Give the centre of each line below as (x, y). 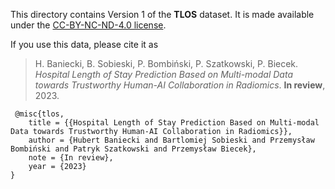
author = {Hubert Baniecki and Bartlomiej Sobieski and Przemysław (171, 140)
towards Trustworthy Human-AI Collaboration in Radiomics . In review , (180, 85)
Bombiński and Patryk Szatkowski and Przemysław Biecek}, (133, 149)
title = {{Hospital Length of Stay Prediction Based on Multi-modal (174, 123)
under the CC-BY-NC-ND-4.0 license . (88, 25)
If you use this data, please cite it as (84, 44)
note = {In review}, (71, 158)
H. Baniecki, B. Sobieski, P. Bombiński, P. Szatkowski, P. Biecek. (166, 63)
